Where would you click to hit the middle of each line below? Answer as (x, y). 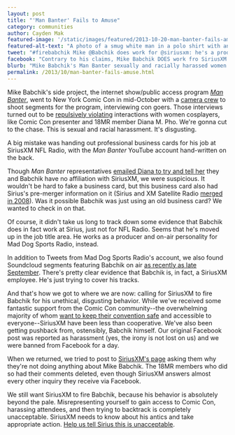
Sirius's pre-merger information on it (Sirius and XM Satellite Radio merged (115, 193)
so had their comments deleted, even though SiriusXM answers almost (109, 374)
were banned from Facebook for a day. (63, 345)
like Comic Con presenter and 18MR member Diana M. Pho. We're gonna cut (117, 121)
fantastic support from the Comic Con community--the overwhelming (107, 308)
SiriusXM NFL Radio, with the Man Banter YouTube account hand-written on (117, 150)
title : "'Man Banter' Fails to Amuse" (64, 20)
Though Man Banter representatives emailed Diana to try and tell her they (113, 171)
